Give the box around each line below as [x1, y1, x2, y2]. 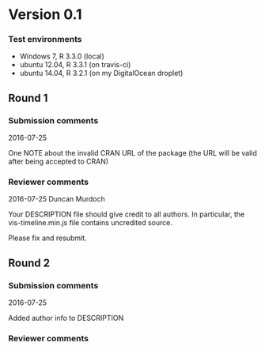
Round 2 [8, 256, 50, 269]
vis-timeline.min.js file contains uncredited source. [8, 218, 172, 228]
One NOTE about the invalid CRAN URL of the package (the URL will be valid [8, 149, 257, 158]
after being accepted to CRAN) [8, 156, 109, 167]
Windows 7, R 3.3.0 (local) [19, 51, 104, 61]
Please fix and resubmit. [8, 233, 87, 243]
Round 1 [8, 91, 48, 104]
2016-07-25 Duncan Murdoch [8, 194, 105, 204]
